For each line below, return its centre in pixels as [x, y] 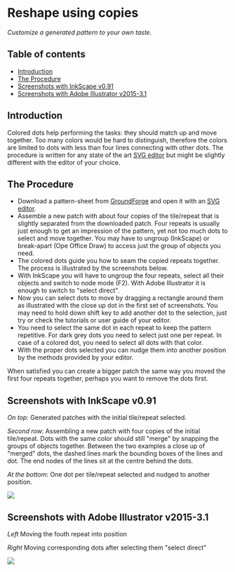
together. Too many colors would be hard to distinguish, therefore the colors [117, 140]
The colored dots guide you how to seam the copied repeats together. [119, 261]
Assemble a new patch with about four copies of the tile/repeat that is [118, 216]
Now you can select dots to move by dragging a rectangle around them [120, 298]
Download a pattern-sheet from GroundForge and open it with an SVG [119, 201]
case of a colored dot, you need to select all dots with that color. [110, 343]
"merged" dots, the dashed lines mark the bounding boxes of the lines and [115, 454]
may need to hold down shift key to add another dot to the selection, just [122, 313]
